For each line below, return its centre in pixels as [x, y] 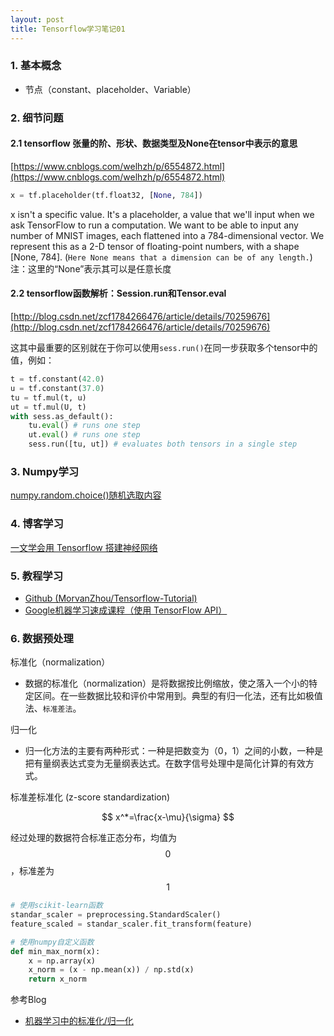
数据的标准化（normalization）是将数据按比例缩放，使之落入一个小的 [167, 683]
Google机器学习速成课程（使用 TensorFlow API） [126, 610]
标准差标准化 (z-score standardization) [90, 797]
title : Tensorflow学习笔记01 [68, 29]
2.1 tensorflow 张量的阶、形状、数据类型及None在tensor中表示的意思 [154, 143]
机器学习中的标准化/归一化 [79, 1021]
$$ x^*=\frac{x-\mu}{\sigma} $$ [168, 817]
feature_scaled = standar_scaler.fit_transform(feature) [131, 924]
